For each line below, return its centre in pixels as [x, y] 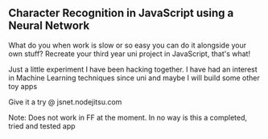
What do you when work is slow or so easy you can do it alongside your [128, 45]
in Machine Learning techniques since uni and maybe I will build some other [134, 78]
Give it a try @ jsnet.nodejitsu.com [65, 102]
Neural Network [49, 26]
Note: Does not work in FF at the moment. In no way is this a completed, [128, 117]
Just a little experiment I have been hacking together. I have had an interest [133, 69]
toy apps [23, 86]
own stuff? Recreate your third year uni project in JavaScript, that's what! [130, 53]
